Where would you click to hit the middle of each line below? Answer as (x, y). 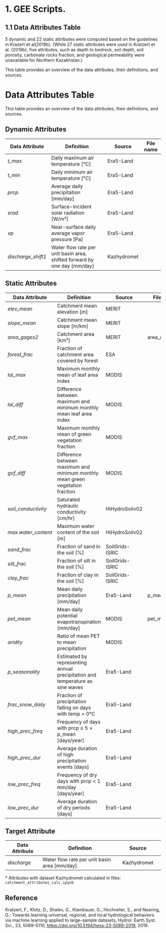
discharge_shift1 (27, 256)
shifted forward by (72, 259)
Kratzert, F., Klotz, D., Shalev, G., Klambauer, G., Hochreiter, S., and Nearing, (83, 910)
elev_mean (20, 309)
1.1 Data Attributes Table (43, 27)
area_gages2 (23, 337)
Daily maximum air (73, 158)
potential (67, 615)
